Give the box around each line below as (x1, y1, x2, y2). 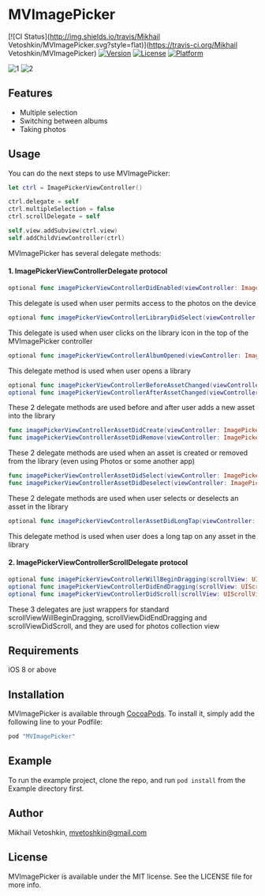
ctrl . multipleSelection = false (8, 205, 114, 213)
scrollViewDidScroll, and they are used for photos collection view (8, 621, 220, 631)
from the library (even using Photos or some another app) (8, 457, 196, 466)
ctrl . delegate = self (8, 198, 80, 206)
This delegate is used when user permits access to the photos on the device (8, 298, 256, 307)
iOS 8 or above (8, 665, 57, 675)
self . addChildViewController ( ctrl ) (8, 234, 125, 242)
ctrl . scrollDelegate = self (8, 213, 101, 220)
